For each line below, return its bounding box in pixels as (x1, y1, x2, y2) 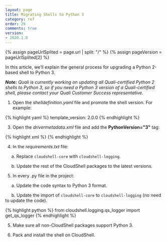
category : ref (5, 17, 35, 22)
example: (12, 105, 32, 111)
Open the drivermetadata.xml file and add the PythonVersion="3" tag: (12, 124, 160, 130)
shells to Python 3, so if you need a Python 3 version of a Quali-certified (5, 84, 155, 90)
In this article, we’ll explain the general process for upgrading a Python (5, 64, 151, 70)
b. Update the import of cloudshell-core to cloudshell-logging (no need (11, 192, 161, 198)
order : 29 (5, 21, 26, 27)
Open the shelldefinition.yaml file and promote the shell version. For (12, 99, 153, 105)
